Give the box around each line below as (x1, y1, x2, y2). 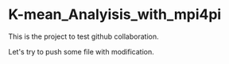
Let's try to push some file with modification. (8, 47, 155, 56)
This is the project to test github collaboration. (8, 32, 159, 41)
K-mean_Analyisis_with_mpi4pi (8, 6, 222, 24)
